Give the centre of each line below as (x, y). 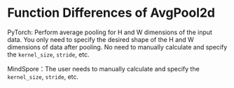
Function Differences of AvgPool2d (111, 13)
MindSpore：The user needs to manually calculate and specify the (103, 68)
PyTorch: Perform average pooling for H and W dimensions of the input (110, 32)
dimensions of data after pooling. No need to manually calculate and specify (117, 47)
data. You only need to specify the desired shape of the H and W (101, 39)
